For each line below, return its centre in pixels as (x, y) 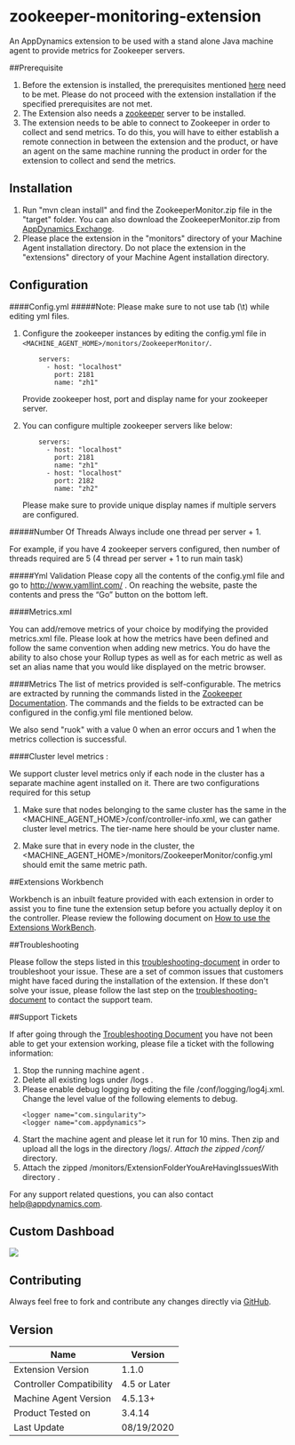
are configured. (50, 514)
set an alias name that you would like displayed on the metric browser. (138, 666)
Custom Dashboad (62, 1231)
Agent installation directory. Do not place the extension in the (134, 247)
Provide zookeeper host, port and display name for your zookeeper (145, 398)
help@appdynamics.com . (56, 1203)
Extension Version (52, 1369)
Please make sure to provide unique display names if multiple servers (149, 505)
